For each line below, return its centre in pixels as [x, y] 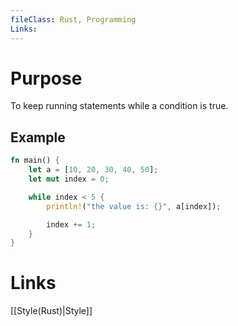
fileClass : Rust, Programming [73, 19]
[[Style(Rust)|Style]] [51, 311]
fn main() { [35, 161]
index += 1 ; [71, 224]
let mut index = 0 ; [69, 179]
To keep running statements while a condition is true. [119, 106]
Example [38, 137]
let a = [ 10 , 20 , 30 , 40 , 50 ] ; [93, 170]
